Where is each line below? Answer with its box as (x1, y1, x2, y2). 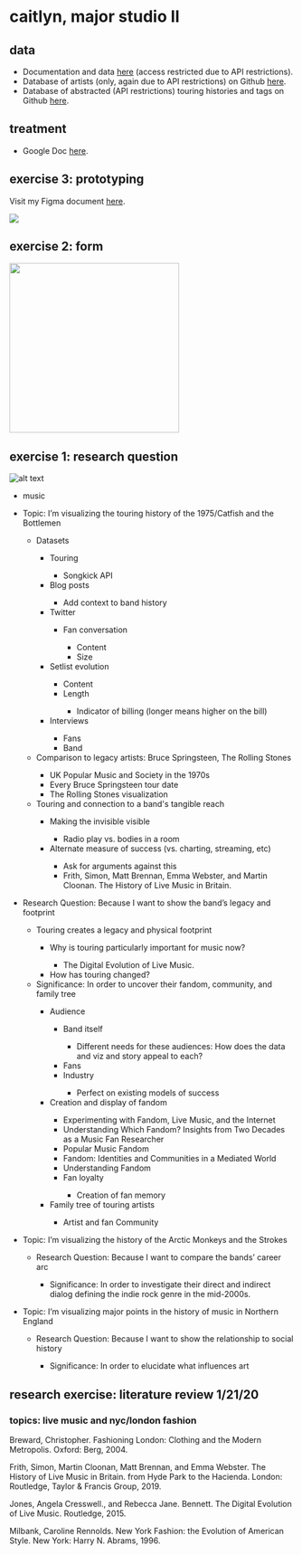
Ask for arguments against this (62, 861, 177, 872)
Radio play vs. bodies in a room (62, 834, 180, 845)
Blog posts (49, 580, 90, 591)
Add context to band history (62, 597, 167, 608)
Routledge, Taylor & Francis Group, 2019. (9, 1481, 162, 1492)
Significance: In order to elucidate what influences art (49, 1361, 250, 1371)
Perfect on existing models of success (76, 1087, 220, 1098)
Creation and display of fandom (49, 1097, 167, 1108)
